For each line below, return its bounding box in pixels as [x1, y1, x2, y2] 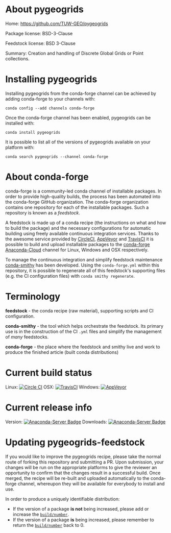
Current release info [5, 402, 92, 413]
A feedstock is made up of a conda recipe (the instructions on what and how [5, 220, 166, 226]
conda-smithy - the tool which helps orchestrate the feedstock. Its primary [5, 323, 164, 329]
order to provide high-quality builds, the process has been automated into [5, 193, 161, 200]
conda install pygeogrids [5, 130, 60, 135]
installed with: [5, 120, 35, 126]
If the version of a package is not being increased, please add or [12, 505, 149, 512]
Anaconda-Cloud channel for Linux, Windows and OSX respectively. [5, 247, 149, 253]
